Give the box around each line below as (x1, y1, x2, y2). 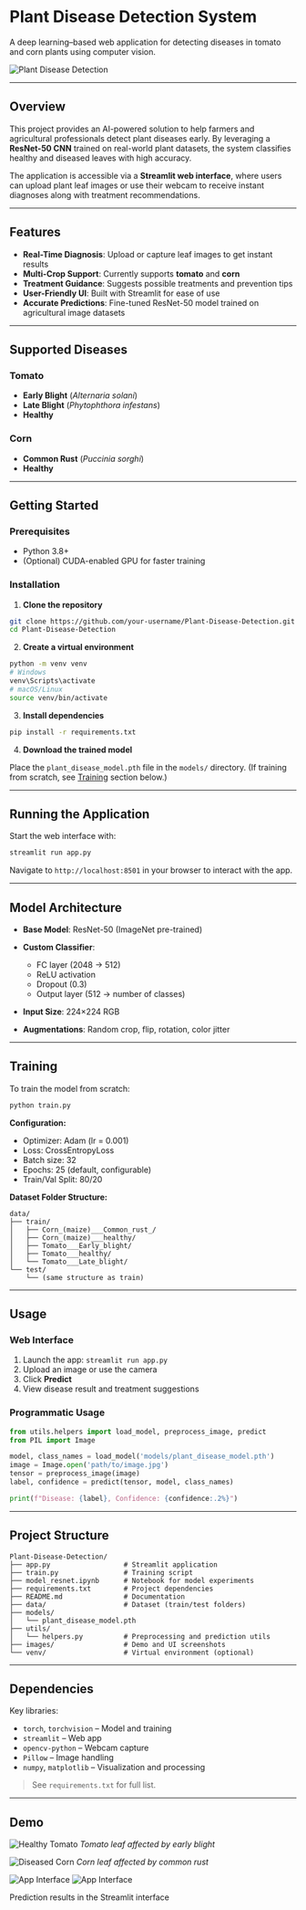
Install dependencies (22, 709, 105, 720)
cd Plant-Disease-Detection (9, 625, 117, 635)
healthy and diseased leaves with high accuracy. (9, 152, 192, 163)
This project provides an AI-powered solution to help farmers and (9, 123, 255, 134)
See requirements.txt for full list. (31, 1779, 157, 1790)
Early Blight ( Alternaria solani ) (22, 390, 138, 401)
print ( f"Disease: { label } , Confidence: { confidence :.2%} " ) (9, 1494, 239, 1503)
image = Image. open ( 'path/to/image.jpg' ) (9, 1461, 169, 1470)
